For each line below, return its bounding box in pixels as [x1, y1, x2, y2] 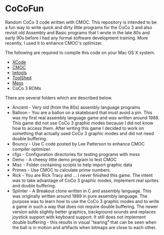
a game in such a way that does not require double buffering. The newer [12, 204, 158, 209]
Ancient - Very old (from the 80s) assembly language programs [12, 104, 141, 110]
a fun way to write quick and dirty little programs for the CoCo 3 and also [5, 24, 153, 30]
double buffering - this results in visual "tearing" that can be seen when [12, 219, 157, 225]
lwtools [12, 69, 27, 75]
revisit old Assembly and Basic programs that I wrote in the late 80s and [5, 29, 150, 35]
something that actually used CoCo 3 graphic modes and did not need [12, 130, 154, 136]
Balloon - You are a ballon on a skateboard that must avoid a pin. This [12, 109, 153, 116]
